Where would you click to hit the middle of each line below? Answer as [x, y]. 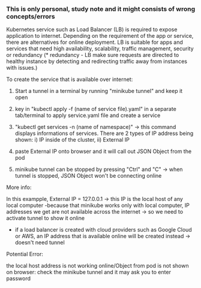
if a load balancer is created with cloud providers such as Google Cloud [103, 230]
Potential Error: [25, 254]
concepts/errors [31, 16]
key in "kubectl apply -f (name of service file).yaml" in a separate [96, 109]
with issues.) [22, 68]
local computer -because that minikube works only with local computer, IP [98, 205]
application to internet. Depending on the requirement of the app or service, [100, 36]
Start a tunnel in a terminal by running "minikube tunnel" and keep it [99, 91]
